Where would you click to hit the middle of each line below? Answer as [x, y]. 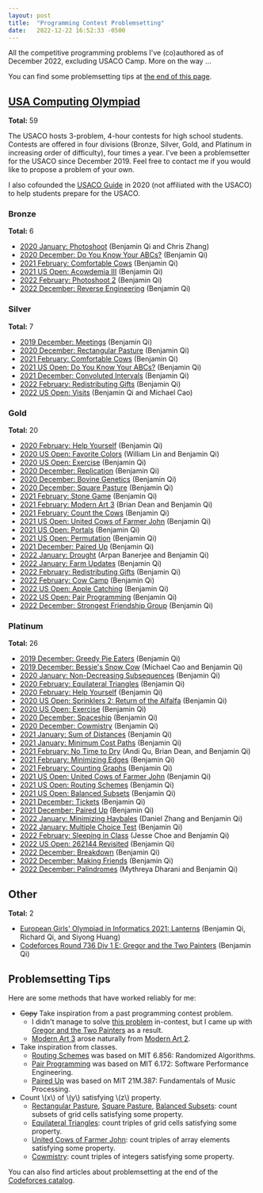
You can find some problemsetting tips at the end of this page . [110, 77]
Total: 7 [21, 327]
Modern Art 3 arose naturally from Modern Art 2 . [111, 1038]
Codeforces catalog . [42, 1180]
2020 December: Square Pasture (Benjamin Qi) [97, 488]
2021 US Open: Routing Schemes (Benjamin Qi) [97, 785]
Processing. [51, 1089]
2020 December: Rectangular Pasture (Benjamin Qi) [105, 350]
